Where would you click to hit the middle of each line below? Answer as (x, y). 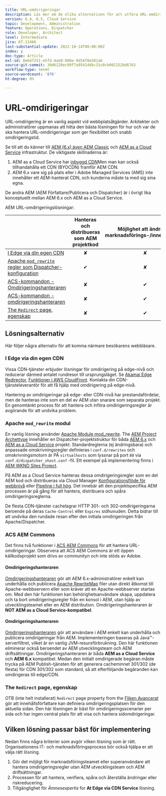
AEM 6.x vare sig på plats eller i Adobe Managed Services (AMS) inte (83, 172)
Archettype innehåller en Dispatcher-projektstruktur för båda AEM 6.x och (80, 439)
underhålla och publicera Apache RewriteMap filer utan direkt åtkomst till (79, 584)
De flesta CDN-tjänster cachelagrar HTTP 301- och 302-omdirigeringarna (80, 506)
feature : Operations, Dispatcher (40, 28)
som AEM (85, 238)
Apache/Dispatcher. (25, 522)
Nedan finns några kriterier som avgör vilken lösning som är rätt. (71, 741)
